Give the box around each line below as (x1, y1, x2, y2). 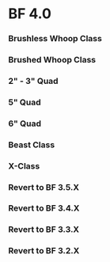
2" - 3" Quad (8, 75, 59, 86)
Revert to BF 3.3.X (8, 224, 80, 235)
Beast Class (8, 139, 55, 150)
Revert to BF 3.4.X (8, 203, 80, 214)
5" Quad (8, 97, 41, 108)
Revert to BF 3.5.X (8, 181, 80, 192)
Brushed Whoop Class (8, 55, 97, 66)
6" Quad (8, 118, 42, 129)
